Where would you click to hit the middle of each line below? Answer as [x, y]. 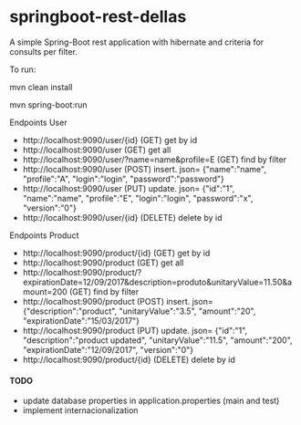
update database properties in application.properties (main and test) [151, 401]
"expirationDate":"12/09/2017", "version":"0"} [108, 349]
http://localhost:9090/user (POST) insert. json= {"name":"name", [145, 169]
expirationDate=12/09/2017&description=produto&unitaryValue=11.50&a [157, 282]
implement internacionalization [80, 410]
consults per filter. [43, 51]
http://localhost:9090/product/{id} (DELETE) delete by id [129, 359]
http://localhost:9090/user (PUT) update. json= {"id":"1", [129, 188]
